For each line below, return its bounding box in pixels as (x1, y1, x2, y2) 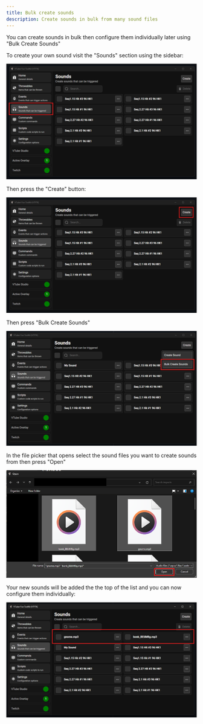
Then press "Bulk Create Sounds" (6, 319, 91, 326)
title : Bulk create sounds (6, 10, 74, 16)
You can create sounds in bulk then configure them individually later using (6, 33, 191, 40)
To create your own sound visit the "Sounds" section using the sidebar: (6, 51, 184, 59)
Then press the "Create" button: (6, 185, 86, 193)
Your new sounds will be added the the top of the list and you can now (6, 584, 182, 591)
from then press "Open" (6, 458, 66, 466)
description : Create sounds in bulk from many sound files (6, 16, 158, 22)
